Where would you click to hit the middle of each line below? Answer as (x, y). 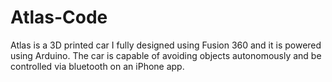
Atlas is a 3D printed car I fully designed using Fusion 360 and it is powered (166, 45)
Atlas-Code (59, 17)
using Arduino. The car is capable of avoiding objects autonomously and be (166, 55)
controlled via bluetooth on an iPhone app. (97, 66)
